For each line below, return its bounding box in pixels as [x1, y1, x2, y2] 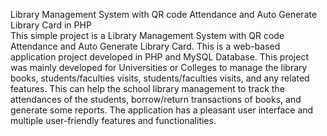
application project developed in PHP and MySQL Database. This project [10, 51, 310, 63]
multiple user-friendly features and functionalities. [10, 115, 217, 126]
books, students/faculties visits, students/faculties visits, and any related [10, 72, 310, 84]
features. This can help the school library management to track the [10, 83, 285, 94]
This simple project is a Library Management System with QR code [10, 30, 285, 41]
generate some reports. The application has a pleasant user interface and [10, 104, 314, 116]
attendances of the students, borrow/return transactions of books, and [10, 94, 302, 105]
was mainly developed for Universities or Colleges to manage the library [10, 62, 308, 73]
